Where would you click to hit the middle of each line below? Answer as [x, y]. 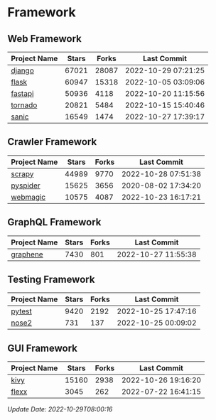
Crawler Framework [52, 142]
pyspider [26, 185]
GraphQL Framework [54, 222]
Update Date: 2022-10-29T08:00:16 [60, 409]
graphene [27, 254]
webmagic [28, 197]
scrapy [22, 173]
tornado [24, 105]
